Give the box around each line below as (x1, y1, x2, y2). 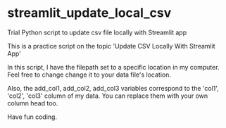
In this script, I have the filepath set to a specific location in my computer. (7, 63, 220, 71)
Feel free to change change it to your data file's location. (7, 70, 171, 79)
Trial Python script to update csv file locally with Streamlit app (7, 28, 187, 37)
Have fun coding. (7, 113, 58, 121)
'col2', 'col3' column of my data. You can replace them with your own (7, 91, 208, 100)
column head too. (7, 98, 58, 107)
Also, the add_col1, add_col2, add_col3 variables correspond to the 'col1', (7, 84, 220, 92)
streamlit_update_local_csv (7, 5, 172, 21)
